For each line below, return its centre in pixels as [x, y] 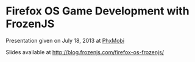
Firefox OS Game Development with [97, 11]
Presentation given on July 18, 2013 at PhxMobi [65, 40]
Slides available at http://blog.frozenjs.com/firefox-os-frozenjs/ [85, 52]
